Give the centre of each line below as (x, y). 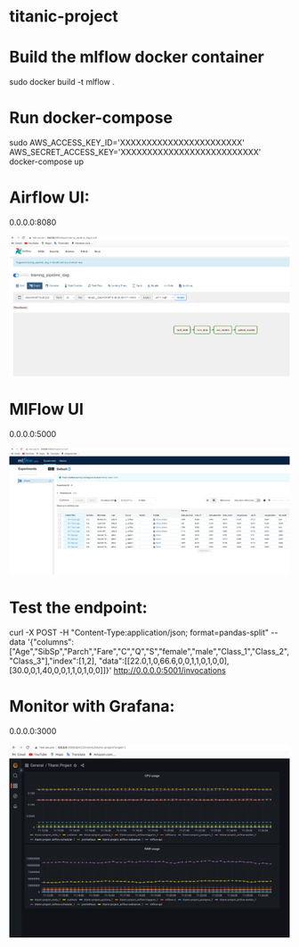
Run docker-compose (91, 118)
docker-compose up (47, 161)
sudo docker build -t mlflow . (62, 82)
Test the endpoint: (79, 608)
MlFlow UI (47, 409)
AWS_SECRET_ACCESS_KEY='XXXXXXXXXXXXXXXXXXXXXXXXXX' (135, 152)
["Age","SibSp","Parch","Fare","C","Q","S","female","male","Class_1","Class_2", (149, 652)
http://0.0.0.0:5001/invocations (170, 671)
